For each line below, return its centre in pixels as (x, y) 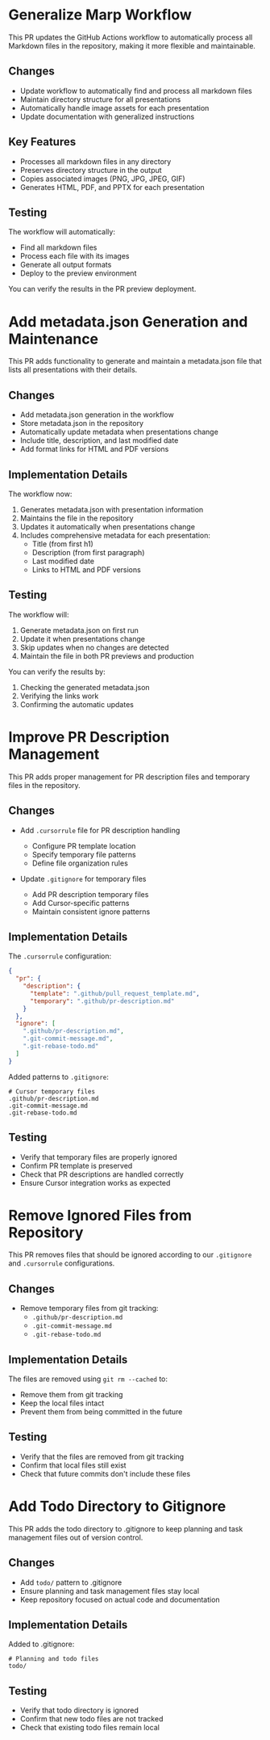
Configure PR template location (84, 845)
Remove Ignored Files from (100, 1215)
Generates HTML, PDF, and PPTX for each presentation (112, 187)
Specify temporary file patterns (84, 854)
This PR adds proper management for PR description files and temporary (129, 777)
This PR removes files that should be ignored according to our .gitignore (130, 1255)
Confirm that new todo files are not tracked (91, 1719)
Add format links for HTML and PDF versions (94, 449)
